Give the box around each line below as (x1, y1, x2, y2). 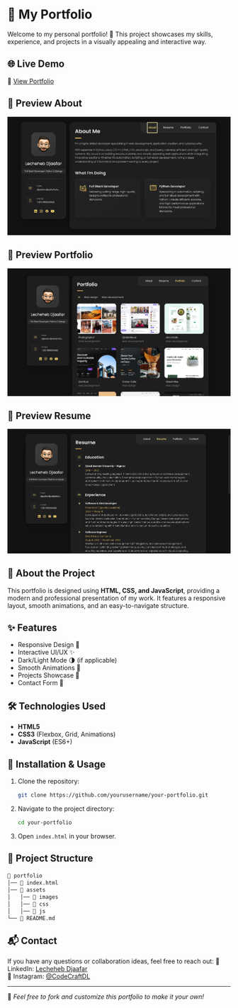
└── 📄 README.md (7, 914, 55, 921)
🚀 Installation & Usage (7, 758, 106, 770)
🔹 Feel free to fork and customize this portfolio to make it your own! (7, 992, 204, 1001)
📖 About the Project (7, 567, 96, 580)
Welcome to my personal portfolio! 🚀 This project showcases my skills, (7, 30, 213, 38)
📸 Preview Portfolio (7, 249, 93, 261)
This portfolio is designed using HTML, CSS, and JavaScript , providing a (7, 586, 220, 594)
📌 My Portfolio (7, 6, 93, 23)
